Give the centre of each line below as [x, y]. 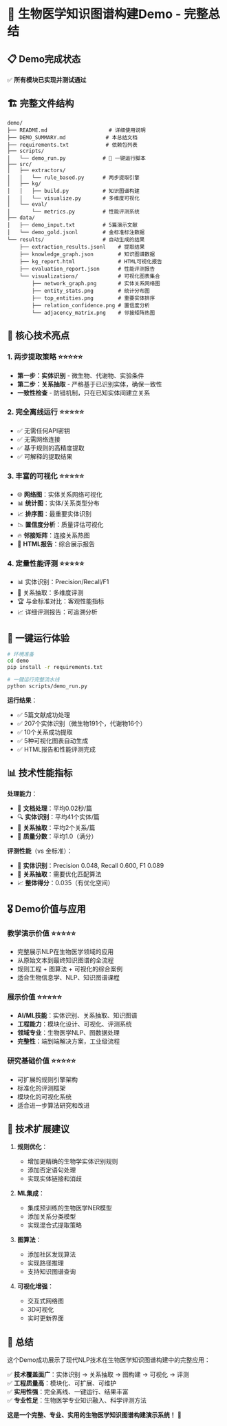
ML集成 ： [31, 1193]
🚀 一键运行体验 [39, 638]
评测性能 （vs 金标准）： [40, 851]
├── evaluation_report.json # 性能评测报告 [87, 269]
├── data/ [21, 218]
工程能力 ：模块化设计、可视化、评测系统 [74, 1024]
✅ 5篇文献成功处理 [43, 714]
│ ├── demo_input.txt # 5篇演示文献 [72, 225]
